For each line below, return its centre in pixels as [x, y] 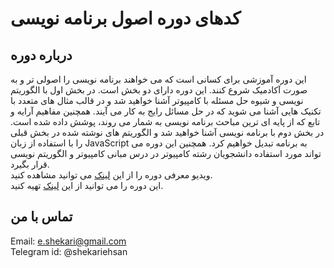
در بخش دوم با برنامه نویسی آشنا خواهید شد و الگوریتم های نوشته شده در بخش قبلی [167, 132]
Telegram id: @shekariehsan [69, 251]
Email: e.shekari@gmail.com [68, 241]
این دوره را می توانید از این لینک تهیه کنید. [87, 185]
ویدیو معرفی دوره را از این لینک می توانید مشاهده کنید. [111, 175]
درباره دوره [41, 55]
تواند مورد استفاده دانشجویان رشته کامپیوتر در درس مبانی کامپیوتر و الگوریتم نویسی [166, 153]
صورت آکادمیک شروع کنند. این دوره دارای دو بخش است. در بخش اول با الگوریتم [159, 90]
